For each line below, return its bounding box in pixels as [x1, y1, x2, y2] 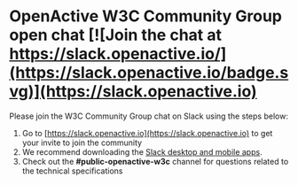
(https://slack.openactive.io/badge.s [9, 63, 289, 83]
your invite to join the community [21, 137, 143, 148]
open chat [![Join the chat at [9, 25, 222, 45]
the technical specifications [21, 166, 123, 176]
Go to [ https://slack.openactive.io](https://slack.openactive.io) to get [21, 127, 273, 138]
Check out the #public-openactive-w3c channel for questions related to [21, 156, 289, 166]
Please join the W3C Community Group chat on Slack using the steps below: [9, 111, 288, 121]
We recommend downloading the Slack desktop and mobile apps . [21, 146, 263, 157]
